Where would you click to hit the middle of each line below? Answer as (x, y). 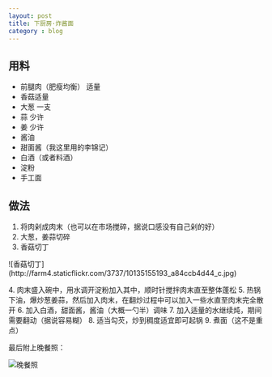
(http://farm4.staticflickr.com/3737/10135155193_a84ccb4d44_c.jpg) (123, 273)
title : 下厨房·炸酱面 (41, 23)
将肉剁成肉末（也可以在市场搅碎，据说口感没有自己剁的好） (119, 227)
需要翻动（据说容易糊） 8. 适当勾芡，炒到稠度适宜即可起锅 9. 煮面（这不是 (132, 320)
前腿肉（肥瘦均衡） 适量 (60, 87)
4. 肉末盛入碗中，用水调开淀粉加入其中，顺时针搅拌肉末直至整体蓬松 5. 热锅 (135, 290)
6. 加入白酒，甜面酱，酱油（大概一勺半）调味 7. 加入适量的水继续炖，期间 (140, 310)
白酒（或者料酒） (49, 158)
